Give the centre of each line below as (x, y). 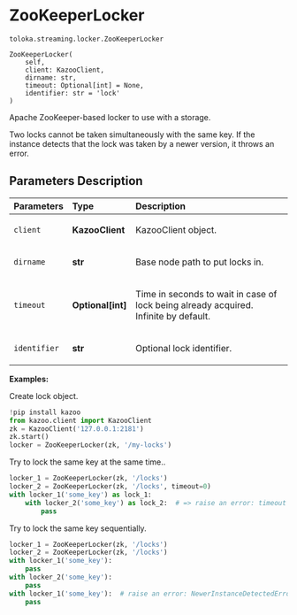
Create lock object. (44, 396)
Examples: (29, 379)
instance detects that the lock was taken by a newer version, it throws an (142, 143)
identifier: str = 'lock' (73, 93)
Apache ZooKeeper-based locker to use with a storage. (110, 117)
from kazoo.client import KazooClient (80, 420)
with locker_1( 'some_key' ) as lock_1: (80, 495)
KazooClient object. (176, 229)
